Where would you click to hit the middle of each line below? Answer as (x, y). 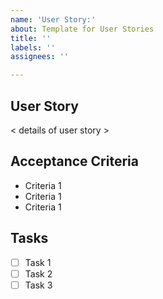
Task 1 (38, 262)
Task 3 (38, 285)
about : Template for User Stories (82, 29)
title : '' (31, 38)
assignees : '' (40, 57)
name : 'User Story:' (53, 19)
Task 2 (38, 273)
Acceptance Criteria (74, 161)
